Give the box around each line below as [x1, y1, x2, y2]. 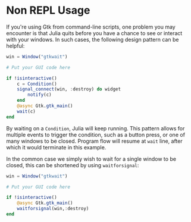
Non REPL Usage [6, 4, 90, 17]
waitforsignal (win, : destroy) [17, 206, 89, 212]
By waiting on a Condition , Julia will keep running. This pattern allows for [6, 124, 185, 132]
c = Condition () [17, 81, 58, 87]
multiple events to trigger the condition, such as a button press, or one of [6, 131, 186, 138]
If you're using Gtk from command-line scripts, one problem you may [6, 23, 176, 30]
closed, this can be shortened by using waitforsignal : [6, 161, 139, 168]
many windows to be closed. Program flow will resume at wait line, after [6, 137, 183, 145]
